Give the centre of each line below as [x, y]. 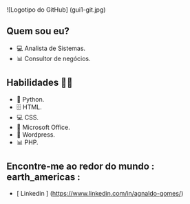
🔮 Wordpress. [36, 134]
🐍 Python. [30, 99]
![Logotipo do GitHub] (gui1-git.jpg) [56, 10]
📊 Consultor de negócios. [53, 58]
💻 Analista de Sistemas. [51, 48]
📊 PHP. [27, 142]
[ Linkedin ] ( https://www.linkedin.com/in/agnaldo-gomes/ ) [100, 194]
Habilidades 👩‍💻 [40, 83]
